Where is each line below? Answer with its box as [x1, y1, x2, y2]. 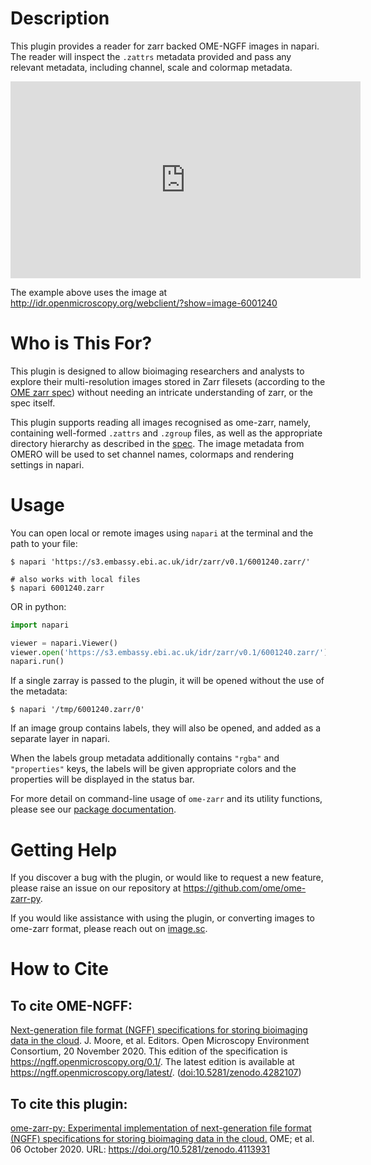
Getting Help [10, 838, 118, 861]
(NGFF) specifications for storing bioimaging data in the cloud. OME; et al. [10, 1133, 315, 1145]
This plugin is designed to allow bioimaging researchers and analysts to [10, 365, 305, 377]
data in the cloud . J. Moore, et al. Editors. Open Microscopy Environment [10, 1035, 310, 1047]
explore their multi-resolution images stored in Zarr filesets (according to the [10, 375, 326, 387]
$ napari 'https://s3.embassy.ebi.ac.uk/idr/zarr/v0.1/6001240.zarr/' [10, 557, 311, 567]
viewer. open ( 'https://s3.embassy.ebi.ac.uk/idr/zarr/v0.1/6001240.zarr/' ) [10, 647, 329, 657]
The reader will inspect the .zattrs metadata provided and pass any [10, 50, 292, 62]
